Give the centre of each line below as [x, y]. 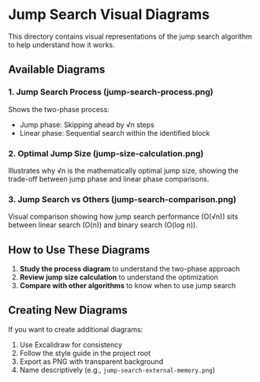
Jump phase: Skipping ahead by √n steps [87, 125]
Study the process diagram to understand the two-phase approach [130, 269]
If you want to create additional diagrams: [76, 329]
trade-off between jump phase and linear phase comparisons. [109, 178]
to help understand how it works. [62, 44]
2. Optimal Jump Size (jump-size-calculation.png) [106, 153]
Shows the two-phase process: [59, 109]
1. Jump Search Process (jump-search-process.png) [111, 92]
